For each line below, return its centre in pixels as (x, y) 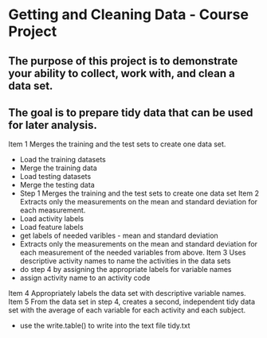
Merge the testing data (57, 185)
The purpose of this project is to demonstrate (123, 61)
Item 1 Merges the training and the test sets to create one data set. (117, 144)
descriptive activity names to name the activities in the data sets (125, 261)
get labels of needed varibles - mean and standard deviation (119, 235)
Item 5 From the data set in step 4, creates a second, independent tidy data (132, 302)
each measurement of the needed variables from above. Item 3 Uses (133, 253)
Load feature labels (51, 227)
